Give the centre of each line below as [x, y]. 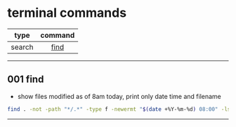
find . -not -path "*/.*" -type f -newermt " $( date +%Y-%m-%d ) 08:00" [113, 109]
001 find [26, 80]
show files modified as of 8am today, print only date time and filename [119, 96]
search [22, 47]
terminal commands [67, 13]
